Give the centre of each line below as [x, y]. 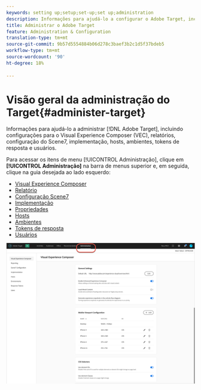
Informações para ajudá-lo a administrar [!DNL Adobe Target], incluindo [95, 129]
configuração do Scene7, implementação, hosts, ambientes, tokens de [93, 142]
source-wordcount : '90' [36, 57]
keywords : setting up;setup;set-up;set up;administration [80, 13]
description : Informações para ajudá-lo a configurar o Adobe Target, [96, 19]
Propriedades [32, 209]
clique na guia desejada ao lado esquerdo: [58, 172]
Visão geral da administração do [88, 100]
